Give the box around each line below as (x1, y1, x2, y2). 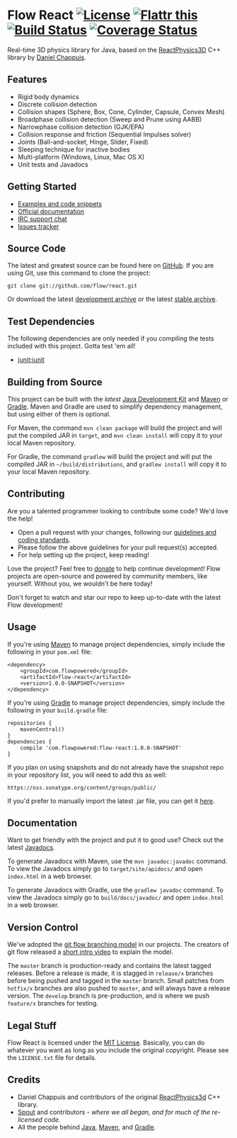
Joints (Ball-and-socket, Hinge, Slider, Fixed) (17, 137, 149, 146)
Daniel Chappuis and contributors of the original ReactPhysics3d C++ (17, 1093, 221, 1101)
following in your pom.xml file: (7, 647, 93, 656)
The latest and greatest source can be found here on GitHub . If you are (7, 261, 214, 270)
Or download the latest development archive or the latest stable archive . (7, 295, 218, 304)
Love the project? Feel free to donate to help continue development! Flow (7, 564, 221, 573)
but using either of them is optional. (7, 410, 111, 418)
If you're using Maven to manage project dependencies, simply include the (7, 639, 225, 648)
